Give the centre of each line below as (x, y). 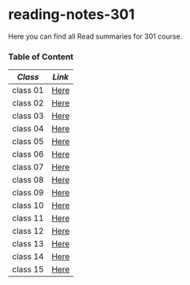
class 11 (28, 218)
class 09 (28, 193)
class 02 (28, 103)
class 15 (28, 269)
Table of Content (41, 57)
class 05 (28, 142)
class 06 (28, 154)
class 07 (28, 167)
